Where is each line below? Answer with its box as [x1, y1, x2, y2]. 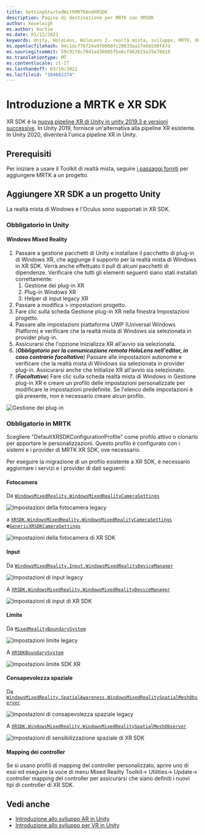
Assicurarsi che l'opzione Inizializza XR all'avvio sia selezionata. [15, 340, 176, 347]
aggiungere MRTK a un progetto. [6, 172, 89, 178]
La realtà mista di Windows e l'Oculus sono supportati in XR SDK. [6, 205, 171, 213]
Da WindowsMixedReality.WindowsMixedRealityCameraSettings [6, 492, 160, 499]
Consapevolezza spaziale [6, 674, 73, 682]
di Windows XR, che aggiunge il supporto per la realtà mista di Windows [15, 256, 197, 263]
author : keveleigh [6, 20, 53, 26]
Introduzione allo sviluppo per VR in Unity [15, 822, 120, 829]
